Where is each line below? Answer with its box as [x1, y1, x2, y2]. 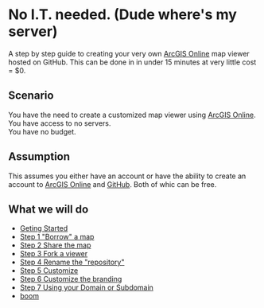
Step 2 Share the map [19, 240, 91, 250]
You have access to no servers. [8, 118, 111, 128]
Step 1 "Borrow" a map [19, 232, 95, 242]
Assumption [8, 150, 70, 164]
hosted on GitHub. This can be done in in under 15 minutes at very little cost [8, 57, 257, 67]
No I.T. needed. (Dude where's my [8, 6, 237, 24]
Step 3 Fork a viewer [19, 249, 88, 259]
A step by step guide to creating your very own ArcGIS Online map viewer [8, 49, 250, 58]
